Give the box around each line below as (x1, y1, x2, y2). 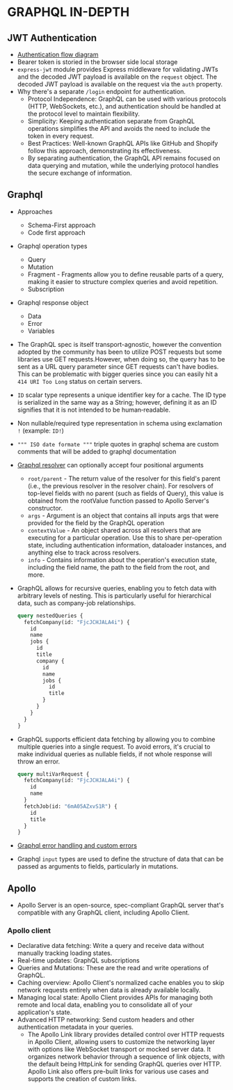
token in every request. (27, 132, 94, 140)
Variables (27, 327, 55, 335)
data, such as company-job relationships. (17, 598, 136, 607)
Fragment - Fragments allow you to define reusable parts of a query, (27, 270, 224, 279)
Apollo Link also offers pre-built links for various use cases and (27, 1067, 209, 1076)
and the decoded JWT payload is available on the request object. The (17, 72, 218, 81)
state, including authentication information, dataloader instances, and (27, 540, 227, 549)
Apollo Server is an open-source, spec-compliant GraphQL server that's (17, 901, 225, 910)
